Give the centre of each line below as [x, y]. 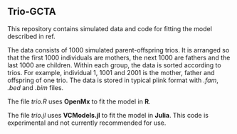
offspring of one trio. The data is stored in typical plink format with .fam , [113, 80]
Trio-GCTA [32, 12]
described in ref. [31, 36]
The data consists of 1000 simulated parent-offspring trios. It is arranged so [118, 50]
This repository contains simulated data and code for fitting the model [110, 28]
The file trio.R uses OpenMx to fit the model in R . [79, 101]
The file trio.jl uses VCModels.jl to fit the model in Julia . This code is [108, 115]
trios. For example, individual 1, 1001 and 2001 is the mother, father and [111, 72]
